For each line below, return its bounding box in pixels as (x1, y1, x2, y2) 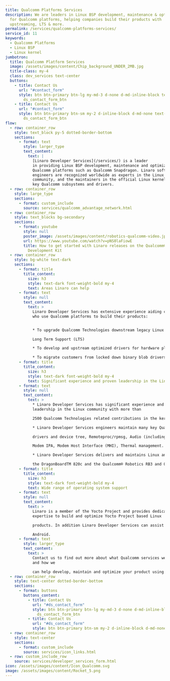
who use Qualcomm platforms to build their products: (32, 314, 148, 319)
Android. (32, 532, 51, 537)
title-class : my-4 (10, 69, 49, 74)
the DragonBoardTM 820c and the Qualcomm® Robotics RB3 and (32, 462, 162, 467)
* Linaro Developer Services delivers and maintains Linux (32, 452, 159, 458)
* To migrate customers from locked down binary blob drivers (32, 355, 166, 360)
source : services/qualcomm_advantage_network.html (23, 205, 133, 210)
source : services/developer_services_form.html (14, 659, 116, 664)
